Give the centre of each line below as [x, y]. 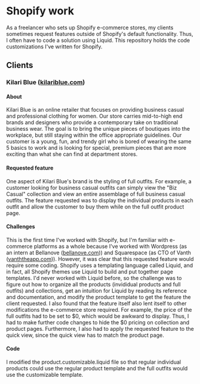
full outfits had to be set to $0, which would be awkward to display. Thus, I [98, 316]
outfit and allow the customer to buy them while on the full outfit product [95, 207]
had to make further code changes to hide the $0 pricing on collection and [98, 322]
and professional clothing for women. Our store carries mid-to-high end [94, 116]
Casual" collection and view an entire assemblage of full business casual [96, 194]
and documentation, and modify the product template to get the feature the [99, 297]
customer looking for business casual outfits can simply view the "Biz [92, 188]
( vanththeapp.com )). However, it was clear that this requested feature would [100, 259]
